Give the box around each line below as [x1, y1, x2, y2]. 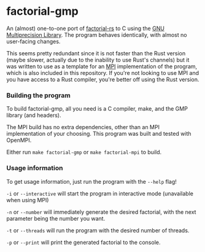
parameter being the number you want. [6, 215, 106, 222]
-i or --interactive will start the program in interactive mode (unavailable [6, 189, 193, 197]
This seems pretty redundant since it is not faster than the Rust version [6, 49, 186, 57]
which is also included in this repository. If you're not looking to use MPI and [6, 69, 199, 76]
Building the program [6, 91, 71, 100]
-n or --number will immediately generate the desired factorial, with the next [6, 208, 196, 216]
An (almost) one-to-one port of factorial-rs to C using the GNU [6, 25, 164, 32]
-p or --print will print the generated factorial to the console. [6, 238, 161, 246]
